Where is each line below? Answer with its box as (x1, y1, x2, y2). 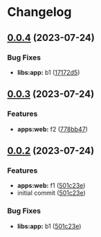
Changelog (7, 4, 72, 20)
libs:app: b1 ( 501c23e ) (17, 222, 82, 230)
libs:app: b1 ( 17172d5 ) (17, 68, 80, 76)
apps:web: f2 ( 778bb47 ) (17, 125, 89, 133)
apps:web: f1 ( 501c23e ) (17, 182, 86, 190)
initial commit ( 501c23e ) (17, 188, 86, 197)
